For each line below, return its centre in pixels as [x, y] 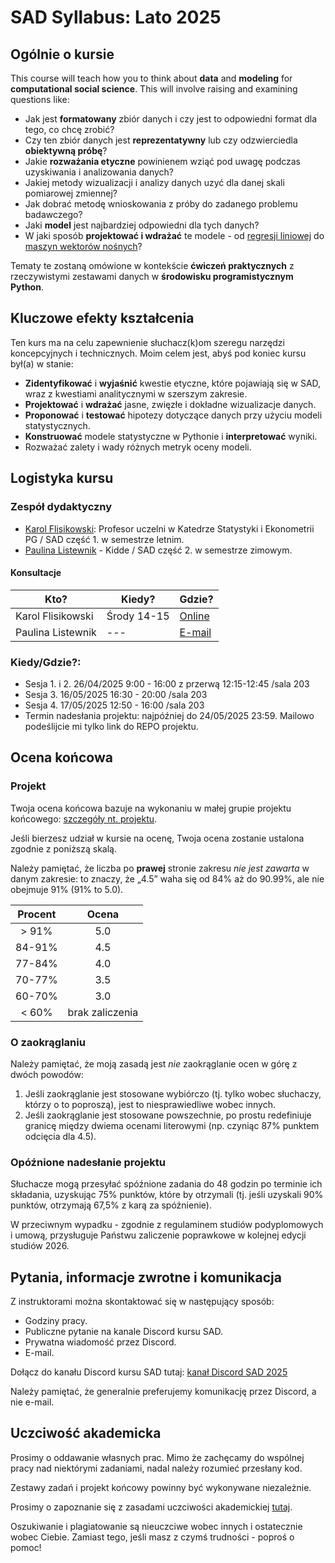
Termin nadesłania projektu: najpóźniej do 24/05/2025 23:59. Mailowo [169, 715]
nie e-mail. [32, 1402]
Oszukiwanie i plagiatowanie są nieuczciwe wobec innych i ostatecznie [156, 1526]
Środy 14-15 [138, 616]
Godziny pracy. [56, 1321]
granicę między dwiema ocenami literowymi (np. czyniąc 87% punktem [172, 1125]
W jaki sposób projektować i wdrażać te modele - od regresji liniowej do [174, 235]
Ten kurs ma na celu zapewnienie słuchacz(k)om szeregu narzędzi [147, 342]
